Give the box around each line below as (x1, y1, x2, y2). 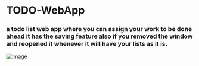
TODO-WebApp (6, 4, 85, 17)
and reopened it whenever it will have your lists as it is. (6, 40, 168, 48)
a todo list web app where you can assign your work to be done (6, 25, 192, 33)
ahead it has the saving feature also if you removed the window (6, 32, 193, 40)
